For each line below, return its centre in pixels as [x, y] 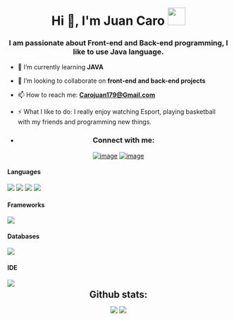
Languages [24, 172]
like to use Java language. [118, 52]
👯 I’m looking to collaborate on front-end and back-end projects [111, 81]
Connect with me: [124, 140]
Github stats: [118, 294]
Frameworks [26, 204]
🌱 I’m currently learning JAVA [60, 67]
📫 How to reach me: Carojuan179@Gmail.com [86, 95]
